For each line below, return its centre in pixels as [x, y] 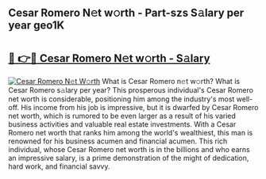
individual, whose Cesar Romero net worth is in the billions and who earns [129, 149]
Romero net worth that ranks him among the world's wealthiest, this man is [131, 133]
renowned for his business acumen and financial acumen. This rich [118, 141]
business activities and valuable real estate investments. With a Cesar [122, 124]
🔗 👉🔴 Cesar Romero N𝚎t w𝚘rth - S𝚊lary [109, 58]
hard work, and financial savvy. [59, 166]
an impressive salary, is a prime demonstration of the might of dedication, [129, 158]
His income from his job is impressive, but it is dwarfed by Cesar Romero [140, 107]
